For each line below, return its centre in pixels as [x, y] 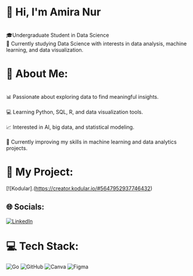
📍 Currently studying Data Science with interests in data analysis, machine [97, 43]
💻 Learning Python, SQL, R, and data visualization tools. [75, 112]
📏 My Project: [40, 172]
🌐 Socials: [25, 207]
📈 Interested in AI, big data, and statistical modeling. [70, 127]
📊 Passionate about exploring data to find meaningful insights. [83, 96]
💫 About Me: [37, 74]
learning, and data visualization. [45, 50]
